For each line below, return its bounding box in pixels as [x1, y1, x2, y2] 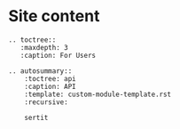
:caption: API [24, 82, 76, 91]
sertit [24, 113, 49, 122]
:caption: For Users [20, 51, 97, 60]
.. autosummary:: [8, 66, 73, 76]
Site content [8, 6, 100, 27]
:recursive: [24, 97, 68, 107]
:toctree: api [24, 74, 76, 83]
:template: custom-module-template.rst [24, 90, 172, 99]
